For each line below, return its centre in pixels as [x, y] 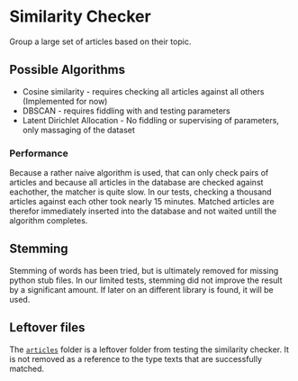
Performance [39, 153]
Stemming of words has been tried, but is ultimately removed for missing [144, 270]
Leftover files [47, 327]
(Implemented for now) [65, 101]
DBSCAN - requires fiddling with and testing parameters [126, 111]
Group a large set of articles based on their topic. [100, 41]
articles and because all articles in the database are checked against [136, 183]
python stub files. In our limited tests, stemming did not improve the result [146, 280]
